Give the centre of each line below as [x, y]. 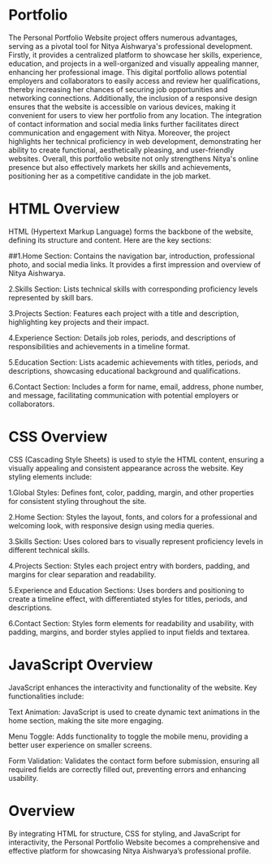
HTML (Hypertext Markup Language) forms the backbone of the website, [131, 231]
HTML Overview [64, 209]
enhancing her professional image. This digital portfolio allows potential [128, 72]
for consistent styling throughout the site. [78, 501]
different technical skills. [50, 550]
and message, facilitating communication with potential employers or [124, 395]
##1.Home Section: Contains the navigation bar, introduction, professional [132, 256]
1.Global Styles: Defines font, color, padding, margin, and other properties [131, 492]
